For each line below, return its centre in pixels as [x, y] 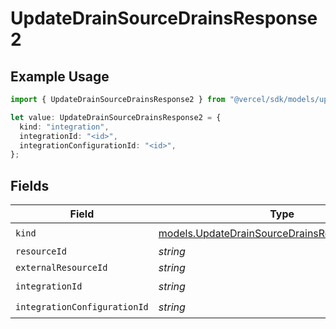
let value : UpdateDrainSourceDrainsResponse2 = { [116, 117]
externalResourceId [61, 268]
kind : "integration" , [64, 127]
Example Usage [60, 76]
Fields [30, 185]
